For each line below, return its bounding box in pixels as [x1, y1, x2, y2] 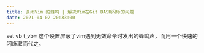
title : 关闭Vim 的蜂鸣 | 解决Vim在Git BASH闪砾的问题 [6, 9, 135, 15]
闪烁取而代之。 [6, 40, 44, 47]
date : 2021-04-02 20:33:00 [6, 15, 75, 21]
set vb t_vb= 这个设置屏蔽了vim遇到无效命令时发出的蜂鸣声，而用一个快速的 [6, 32, 198, 40]
